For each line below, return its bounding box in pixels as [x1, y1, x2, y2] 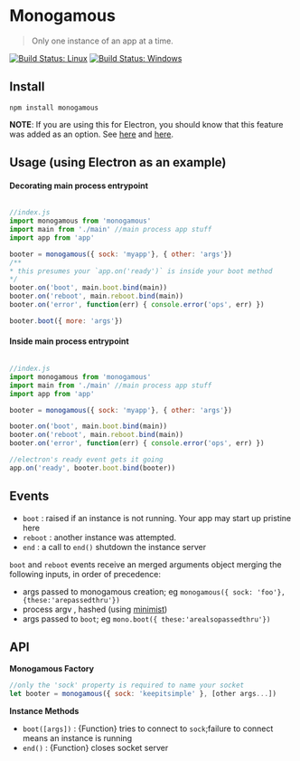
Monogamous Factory [9, 663, 95, 674]
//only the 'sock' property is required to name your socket [9, 680, 245, 690]
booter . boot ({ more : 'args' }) [9, 316, 124, 326]
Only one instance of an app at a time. [31, 35, 173, 46]
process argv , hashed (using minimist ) [22, 604, 168, 614]
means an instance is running [22, 733, 133, 744]
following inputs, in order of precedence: [9, 568, 161, 579]
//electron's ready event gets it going [9, 455, 164, 464]
